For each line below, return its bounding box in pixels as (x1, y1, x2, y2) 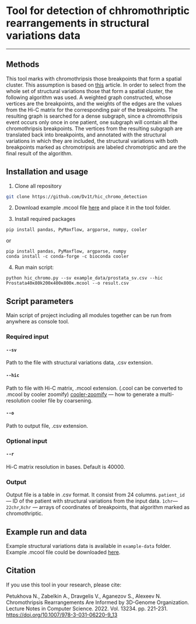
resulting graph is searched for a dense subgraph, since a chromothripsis (6, 112, 183, 120)
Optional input (6, 437, 48, 445)
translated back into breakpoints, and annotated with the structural (6, 131, 166, 138)
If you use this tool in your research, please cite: (6, 581, 121, 588)
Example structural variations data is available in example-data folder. (6, 543, 171, 550)
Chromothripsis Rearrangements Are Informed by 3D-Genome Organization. (6, 599, 190, 606)
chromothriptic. (6, 510, 43, 517)
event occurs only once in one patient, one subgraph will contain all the (6, 118, 178, 125)
